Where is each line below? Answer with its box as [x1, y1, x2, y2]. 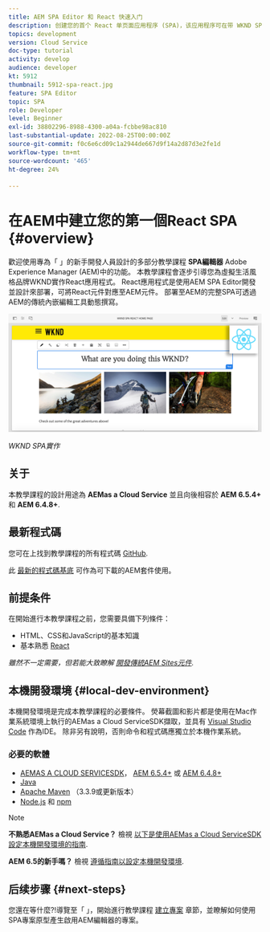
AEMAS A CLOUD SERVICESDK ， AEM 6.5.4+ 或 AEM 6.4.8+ [19, 768, 223, 778]
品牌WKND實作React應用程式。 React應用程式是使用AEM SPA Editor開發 [14, 277, 256, 287]
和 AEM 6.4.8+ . [8, 499, 60, 509]
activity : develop [8, 55, 70, 63]
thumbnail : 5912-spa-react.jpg [8, 80, 113, 88]
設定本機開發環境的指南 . [8, 840, 88, 849]
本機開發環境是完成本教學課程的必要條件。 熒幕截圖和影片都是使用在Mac [8, 706, 251, 716]
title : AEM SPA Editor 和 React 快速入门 [8, 13, 143, 21]
